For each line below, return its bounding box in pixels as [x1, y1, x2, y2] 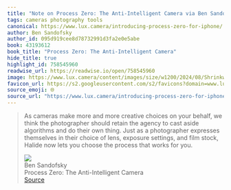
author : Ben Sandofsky [7, 29, 72, 36]
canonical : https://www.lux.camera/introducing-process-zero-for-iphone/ [7, 23, 223, 29]
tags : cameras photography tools [7, 16, 103, 23]
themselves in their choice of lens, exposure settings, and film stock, [23, 134, 219, 141]
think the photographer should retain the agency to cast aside [23, 119, 199, 127]
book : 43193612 [7, 42, 51, 49]
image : [7, 73, 26, 81]
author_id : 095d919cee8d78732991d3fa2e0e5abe [7, 36, 140, 43]
